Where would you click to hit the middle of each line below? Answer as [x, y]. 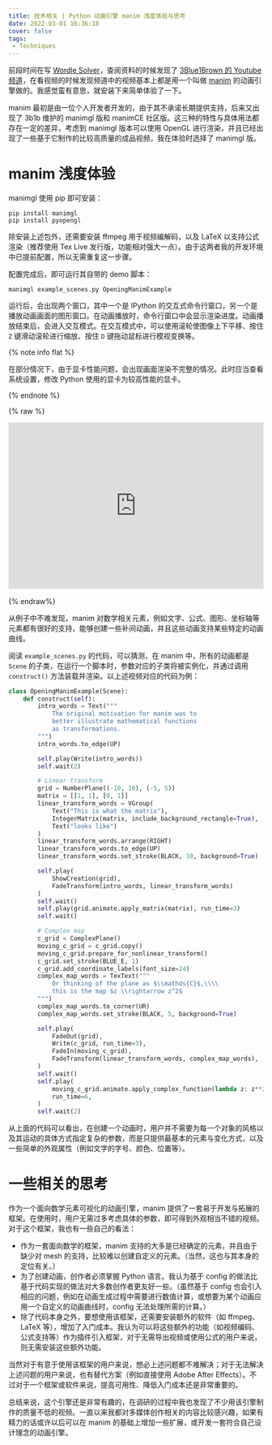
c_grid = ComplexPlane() [79, 938]
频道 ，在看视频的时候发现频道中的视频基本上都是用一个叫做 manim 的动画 [132, 80]
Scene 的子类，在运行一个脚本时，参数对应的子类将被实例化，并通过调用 [128, 666]
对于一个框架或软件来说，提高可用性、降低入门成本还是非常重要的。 [129, 1385]
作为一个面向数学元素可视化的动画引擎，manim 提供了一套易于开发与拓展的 [134, 1208]
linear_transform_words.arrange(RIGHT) [105, 841]
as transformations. [86, 729]
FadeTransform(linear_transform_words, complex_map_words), [155, 1059]
